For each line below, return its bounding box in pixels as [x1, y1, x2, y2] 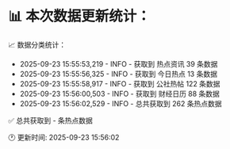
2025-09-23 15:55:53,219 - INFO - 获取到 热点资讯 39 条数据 [19, 59, 218, 68]
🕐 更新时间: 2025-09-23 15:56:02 [8, 132, 120, 142]
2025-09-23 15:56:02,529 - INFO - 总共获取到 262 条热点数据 [19, 98, 222, 108]
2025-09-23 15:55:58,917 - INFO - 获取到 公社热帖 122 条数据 [19, 78, 220, 88]
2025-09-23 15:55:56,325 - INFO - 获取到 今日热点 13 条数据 [19, 69, 218, 78]
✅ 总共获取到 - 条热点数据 [8, 116, 94, 125]
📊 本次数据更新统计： [8, 7, 151, 25]
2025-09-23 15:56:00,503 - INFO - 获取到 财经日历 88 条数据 [19, 89, 220, 98]
